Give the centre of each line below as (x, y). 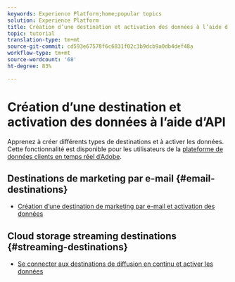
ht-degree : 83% (30, 66)
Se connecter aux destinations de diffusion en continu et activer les (115, 264)
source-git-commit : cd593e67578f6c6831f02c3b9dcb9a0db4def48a (100, 46)
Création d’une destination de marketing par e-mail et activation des (116, 206)
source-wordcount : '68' (42, 60)
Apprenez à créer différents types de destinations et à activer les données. (116, 141)
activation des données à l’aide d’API (117, 122)
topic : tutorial (31, 33)
